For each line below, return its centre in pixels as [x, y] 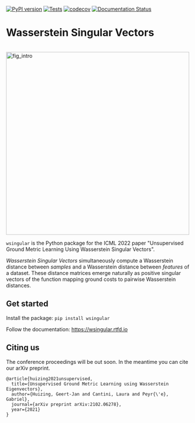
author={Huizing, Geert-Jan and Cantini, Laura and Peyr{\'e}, [90, 394]
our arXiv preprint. [28, 368]
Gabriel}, [18, 399]
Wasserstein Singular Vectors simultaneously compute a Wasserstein [90, 260]
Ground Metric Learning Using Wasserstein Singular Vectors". [81, 249]
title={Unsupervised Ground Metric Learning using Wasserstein [90, 384]
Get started [27, 304]
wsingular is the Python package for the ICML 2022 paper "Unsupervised [95, 243]
